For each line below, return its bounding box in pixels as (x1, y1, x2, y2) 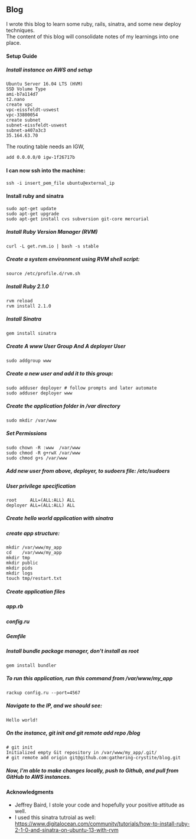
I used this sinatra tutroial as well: (14, 814, 96, 821)
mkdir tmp (6, 555, 31, 561)
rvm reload (6, 298, 33, 303)
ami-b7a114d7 (6, 92, 38, 97)
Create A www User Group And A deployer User (6, 342, 126, 350)
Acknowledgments (6, 788, 54, 795)
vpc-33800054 (6, 112, 38, 118)
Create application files (6, 587, 66, 595)
